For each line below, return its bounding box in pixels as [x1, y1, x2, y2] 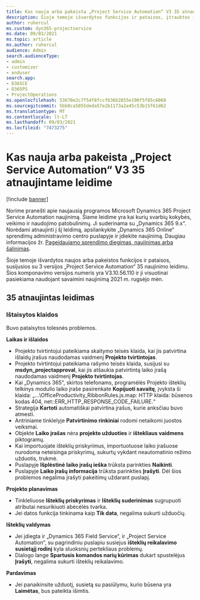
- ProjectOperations [6, 92, 58, 98]
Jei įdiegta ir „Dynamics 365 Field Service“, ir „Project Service [14, 532, 167, 539]
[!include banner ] [6, 195, 49, 202]
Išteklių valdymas [6, 521, 51, 528]
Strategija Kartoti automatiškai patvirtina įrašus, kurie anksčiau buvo [14, 404, 183, 411]
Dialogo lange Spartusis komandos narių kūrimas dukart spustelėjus [14, 551, 186, 558]
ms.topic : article [6, 36, 52, 42]
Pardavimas [6, 569, 37, 576]
